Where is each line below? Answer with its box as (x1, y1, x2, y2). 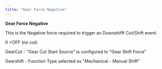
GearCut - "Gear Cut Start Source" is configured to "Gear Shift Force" (5, 49, 147, 54)
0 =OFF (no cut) (5, 39, 38, 45)
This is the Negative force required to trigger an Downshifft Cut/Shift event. (5, 30, 158, 35)
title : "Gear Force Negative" (5, 7, 67, 12)
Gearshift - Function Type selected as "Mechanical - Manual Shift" (5, 58, 140, 64)
